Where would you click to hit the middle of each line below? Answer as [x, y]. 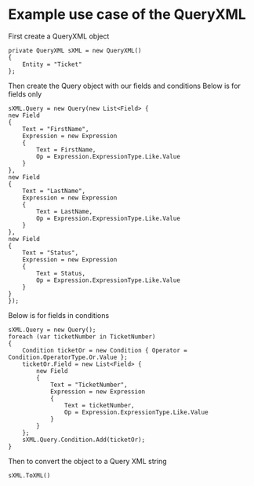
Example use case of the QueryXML [127, 15]
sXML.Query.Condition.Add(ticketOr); [84, 440]
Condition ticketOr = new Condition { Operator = [105, 350]
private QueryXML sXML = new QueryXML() [75, 50]
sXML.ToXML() [29, 475]
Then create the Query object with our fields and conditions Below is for [125, 86]
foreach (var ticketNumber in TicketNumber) [82, 336]
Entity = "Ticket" [52, 64]
